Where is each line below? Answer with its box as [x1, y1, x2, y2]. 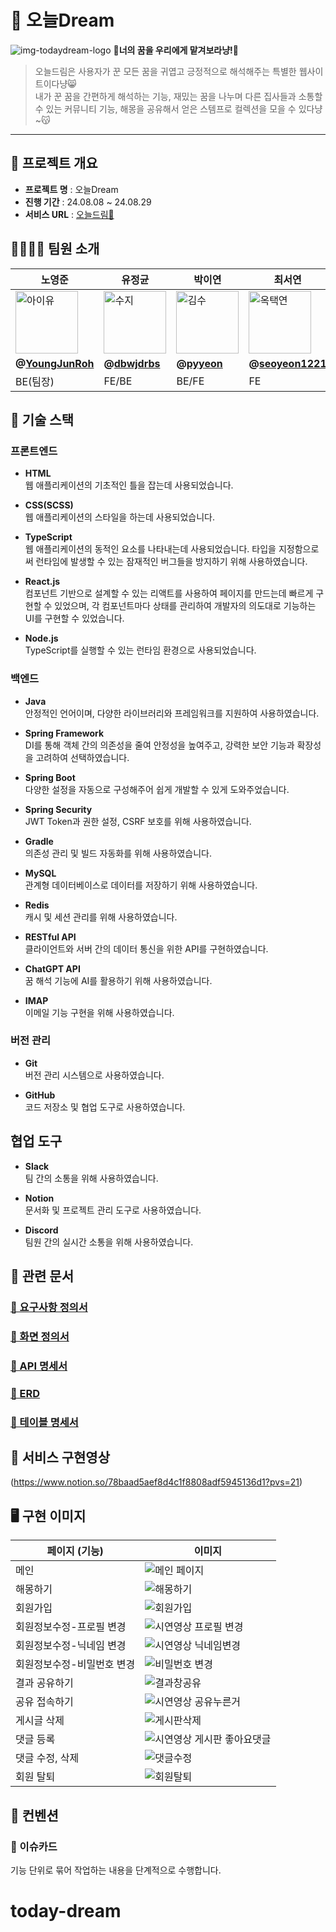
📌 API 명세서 [10, 1359, 68, 1373]
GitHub [24, 1089, 56, 1101]
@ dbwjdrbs [103, 356, 161, 370]
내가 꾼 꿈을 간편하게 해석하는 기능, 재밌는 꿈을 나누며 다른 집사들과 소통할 [34, 90, 323, 102]
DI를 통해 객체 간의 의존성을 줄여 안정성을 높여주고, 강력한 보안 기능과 [24, 739, 295, 751]
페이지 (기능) [46, 1544, 104, 1558]
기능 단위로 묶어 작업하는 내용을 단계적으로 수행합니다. [10, 1864, 222, 1876]
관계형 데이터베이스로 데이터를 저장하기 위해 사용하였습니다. [24, 879, 258, 891]
